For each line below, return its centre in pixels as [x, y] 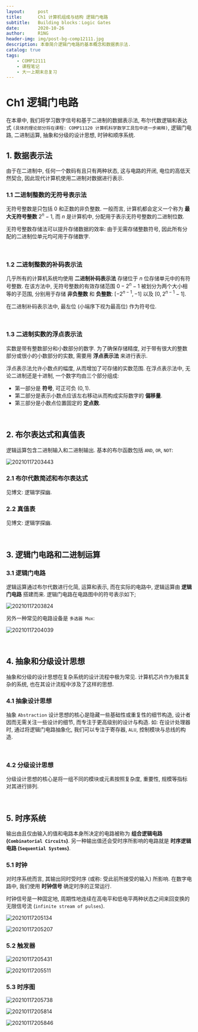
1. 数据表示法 [29, 155]
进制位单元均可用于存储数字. [56, 236]
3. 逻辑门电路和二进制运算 [53, 555]
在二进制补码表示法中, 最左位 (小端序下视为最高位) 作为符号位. [82, 306]
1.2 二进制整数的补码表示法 [44, 264]
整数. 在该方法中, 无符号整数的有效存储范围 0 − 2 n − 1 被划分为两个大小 [97, 285]
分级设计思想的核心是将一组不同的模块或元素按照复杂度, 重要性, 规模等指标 [97, 779]
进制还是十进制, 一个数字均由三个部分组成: [68, 376]
